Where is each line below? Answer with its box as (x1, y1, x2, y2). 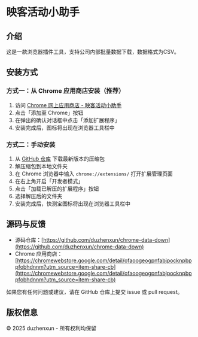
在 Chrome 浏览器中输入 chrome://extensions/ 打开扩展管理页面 (14, 170, 173, 177)
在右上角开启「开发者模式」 (14, 177, 84, 184)
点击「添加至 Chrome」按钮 (14, 109, 84, 116)
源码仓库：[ (14, 236, 44, 243)
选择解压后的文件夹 (14, 192, 63, 199)
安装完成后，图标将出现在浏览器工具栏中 (14, 124, 115, 131)
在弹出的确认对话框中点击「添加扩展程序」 (14, 116, 120, 123)
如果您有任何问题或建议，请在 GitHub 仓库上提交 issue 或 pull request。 (6, 288, 183, 295)
